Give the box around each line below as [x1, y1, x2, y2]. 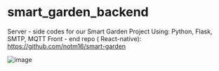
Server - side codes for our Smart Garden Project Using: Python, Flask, [7, 27, 213, 35]
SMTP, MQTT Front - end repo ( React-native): [7, 34, 142, 42]
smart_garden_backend [7, 4, 149, 20]
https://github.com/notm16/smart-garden [7, 42, 126, 50]
